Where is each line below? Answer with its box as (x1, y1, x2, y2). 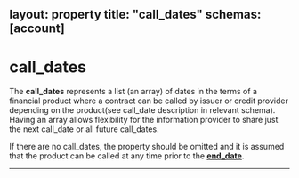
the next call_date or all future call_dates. (9, 124, 159, 134)
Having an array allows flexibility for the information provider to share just (9, 115, 279, 125)
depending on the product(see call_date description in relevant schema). (9, 105, 276, 116)
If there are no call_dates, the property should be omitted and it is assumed (9, 142, 285, 152)
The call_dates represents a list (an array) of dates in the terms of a (9, 86, 258, 97)
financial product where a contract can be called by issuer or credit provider (9, 95, 289, 106)
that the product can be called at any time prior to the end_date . (9, 150, 245, 161)
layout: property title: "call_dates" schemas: (9, 7, 262, 22)
